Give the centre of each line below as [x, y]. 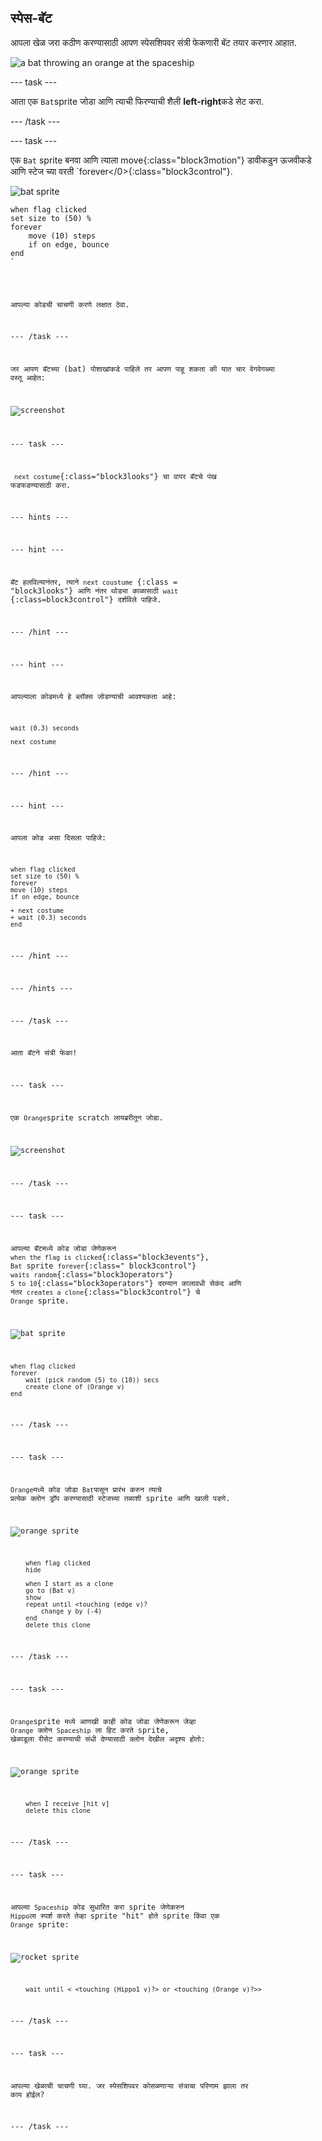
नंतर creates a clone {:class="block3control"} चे [105, 1292]
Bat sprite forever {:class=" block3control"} [103, 1266]
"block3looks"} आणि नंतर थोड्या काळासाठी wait [94, 591]
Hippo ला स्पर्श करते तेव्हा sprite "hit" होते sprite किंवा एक [115, 1916]
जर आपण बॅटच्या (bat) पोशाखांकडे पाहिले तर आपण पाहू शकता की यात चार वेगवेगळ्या [142, 369]
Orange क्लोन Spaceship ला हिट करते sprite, [90, 1730]
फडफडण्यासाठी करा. [41, 485]
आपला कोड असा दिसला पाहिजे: [58, 838]
